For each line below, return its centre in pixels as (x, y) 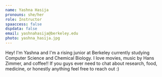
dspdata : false (21, 29)
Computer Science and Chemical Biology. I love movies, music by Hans (80, 58)
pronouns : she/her (25, 15)
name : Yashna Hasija (27, 10)
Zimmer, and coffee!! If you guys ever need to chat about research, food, (81, 63)
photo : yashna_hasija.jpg (33, 38)
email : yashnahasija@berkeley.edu (42, 33)
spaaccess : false (24, 24)
